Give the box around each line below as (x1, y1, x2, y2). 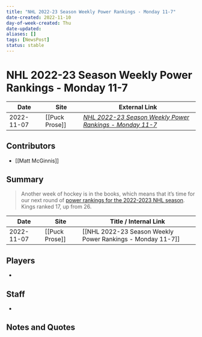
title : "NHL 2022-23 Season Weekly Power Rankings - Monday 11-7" (6, 8, 176, 15)
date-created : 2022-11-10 (6, 14, 71, 20)
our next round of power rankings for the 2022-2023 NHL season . (20, 197, 185, 204)
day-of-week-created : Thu (6, 20, 71, 26)
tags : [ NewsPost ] (6, 37, 50, 43)
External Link (118, 103, 158, 111)
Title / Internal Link (109, 217, 165, 226)
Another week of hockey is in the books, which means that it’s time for (20, 190, 195, 197)
